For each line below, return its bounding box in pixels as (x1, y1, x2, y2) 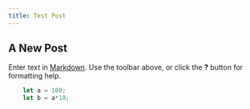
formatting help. (8, 71, 62, 81)
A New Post (8, 42, 68, 55)
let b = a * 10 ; (22, 94, 70, 103)
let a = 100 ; (22, 87, 67, 95)
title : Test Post (8, 11, 67, 20)
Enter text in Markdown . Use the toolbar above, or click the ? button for (8, 63, 243, 72)
